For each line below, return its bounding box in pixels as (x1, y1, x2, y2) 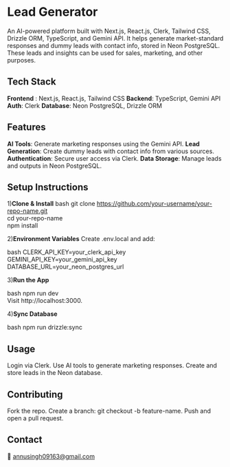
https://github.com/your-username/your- (96, 200, 213, 208)
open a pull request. (7, 414, 64, 422)
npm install (7, 221, 38, 230)
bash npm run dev (7, 289, 59, 297)
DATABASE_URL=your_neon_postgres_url (7, 262, 124, 271)
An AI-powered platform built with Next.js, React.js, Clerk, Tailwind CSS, (7, 27, 211, 35)
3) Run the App (7, 276, 49, 284)
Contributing (7, 389, 63, 400)
